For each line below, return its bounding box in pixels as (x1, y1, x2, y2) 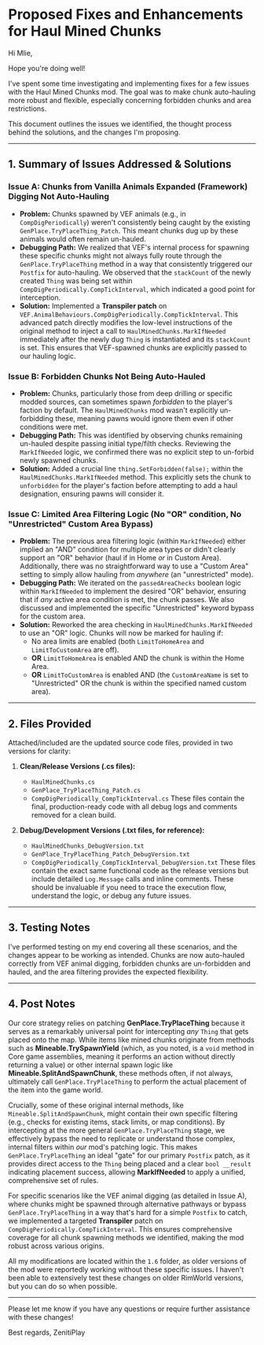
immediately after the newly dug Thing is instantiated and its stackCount (19, 334, 251, 344)
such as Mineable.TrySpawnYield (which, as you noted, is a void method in (8, 1043, 255, 1052)
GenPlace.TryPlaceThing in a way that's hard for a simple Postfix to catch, (8, 1207, 248, 1217)
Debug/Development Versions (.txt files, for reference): (19, 826, 205, 835)
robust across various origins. (8, 1241, 104, 1251)
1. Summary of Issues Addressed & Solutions (8, 157, 232, 171)
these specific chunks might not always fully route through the (19, 250, 222, 261)
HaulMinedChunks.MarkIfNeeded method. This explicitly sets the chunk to (19, 472, 251, 482)
